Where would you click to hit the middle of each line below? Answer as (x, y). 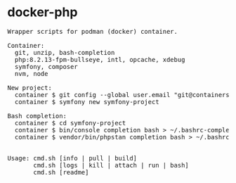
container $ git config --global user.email (92, 95)
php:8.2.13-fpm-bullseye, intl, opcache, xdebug (100, 59)
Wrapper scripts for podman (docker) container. (92, 31)
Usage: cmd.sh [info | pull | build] (72, 158)
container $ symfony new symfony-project (87, 102)
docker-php (42, 12)
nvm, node (31, 74)
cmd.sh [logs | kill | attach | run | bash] (111, 165)
